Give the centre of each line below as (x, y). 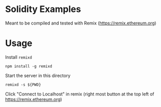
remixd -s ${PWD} (23, 84)
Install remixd (19, 57)
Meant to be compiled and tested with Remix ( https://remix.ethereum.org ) (81, 23)
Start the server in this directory (38, 75)
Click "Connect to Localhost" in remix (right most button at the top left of (80, 94)
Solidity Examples (43, 9)
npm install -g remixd (29, 66)
